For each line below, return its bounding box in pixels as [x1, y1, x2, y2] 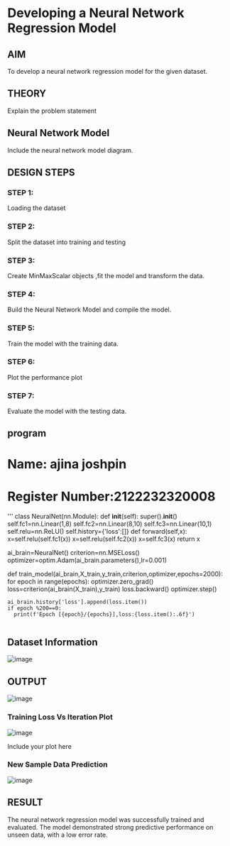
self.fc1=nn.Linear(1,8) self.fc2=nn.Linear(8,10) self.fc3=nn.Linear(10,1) [7, 520, 212, 528]
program [7, 427, 47, 439]
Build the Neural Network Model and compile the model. [7, 305, 172, 314]
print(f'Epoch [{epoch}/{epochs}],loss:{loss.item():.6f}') [13, 610, 195, 618]
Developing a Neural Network [7, 5, 185, 21]
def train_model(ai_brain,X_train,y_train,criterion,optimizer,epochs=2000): [7, 569, 224, 578]
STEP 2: [7, 221, 35, 231]
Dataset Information [7, 637, 98, 648]
